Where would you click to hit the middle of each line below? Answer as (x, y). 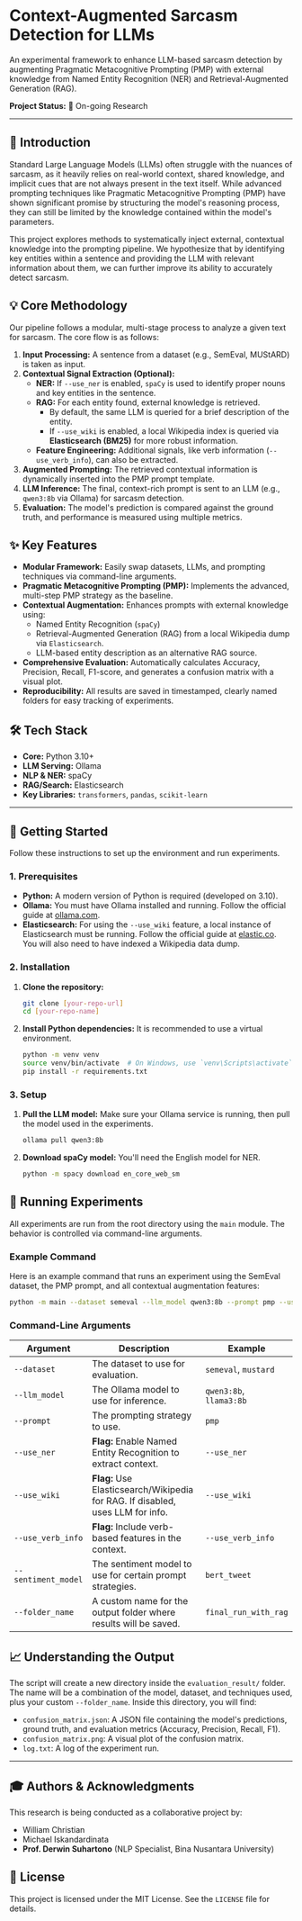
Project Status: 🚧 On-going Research (79, 105)
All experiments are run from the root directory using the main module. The (147, 1223)
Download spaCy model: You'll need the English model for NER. (141, 1158)
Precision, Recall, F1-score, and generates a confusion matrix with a (148, 672)
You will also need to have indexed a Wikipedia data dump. (131, 944)
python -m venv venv (61, 1055)
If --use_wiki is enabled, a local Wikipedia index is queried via (164, 431)
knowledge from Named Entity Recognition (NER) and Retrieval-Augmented (149, 78)
